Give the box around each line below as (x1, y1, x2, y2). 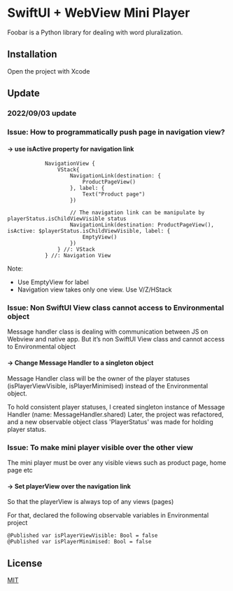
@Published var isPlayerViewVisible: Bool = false (7, 532, 158, 539)
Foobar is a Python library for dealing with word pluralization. (7, 28, 183, 36)
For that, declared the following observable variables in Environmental (7, 511, 209, 519)
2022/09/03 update (7, 109, 77, 118)
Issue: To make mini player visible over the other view (7, 442, 194, 452)
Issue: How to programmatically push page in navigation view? (7, 127, 225, 137)
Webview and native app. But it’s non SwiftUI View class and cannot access (7, 335, 225, 344)
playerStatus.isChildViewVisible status (7, 215, 127, 222)
